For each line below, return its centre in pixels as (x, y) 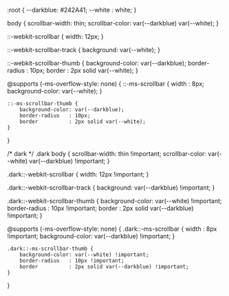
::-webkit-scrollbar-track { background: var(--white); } (84, 50)
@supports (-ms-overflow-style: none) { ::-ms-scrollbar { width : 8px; (106, 84)
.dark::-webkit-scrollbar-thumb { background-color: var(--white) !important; (115, 201)
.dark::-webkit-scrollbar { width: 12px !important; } (78, 174)
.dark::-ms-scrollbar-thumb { (51, 249)
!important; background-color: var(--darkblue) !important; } (91, 236)
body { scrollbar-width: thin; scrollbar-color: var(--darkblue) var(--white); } (113, 23)
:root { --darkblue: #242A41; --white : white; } (72, 10)
